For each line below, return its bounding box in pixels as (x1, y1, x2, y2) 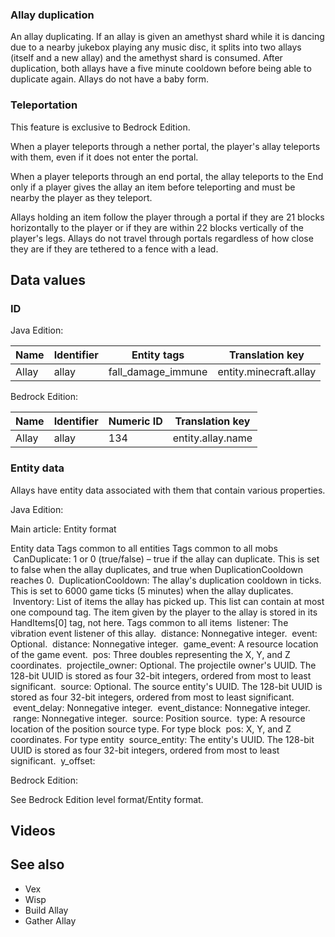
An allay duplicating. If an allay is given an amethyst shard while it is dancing (10, 31, 325, 43)
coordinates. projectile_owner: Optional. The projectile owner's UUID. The (10, 659, 317, 671)
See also (10, 856, 65, 873)
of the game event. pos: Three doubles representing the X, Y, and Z (10, 648, 291, 660)
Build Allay (24, 904, 69, 916)
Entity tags (131, 348, 185, 362)
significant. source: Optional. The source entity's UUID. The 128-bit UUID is (10, 680, 323, 692)
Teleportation (10, 98, 78, 112)
